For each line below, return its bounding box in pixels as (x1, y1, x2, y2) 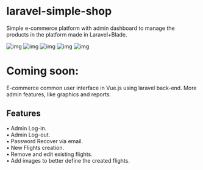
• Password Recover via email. (6, 137, 84, 144)
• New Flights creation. (6, 144, 65, 151)
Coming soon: (6, 64, 79, 78)
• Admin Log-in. (6, 124, 47, 132)
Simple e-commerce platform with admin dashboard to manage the (6, 24, 175, 32)
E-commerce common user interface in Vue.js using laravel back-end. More (6, 84, 197, 91)
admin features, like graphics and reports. (6, 90, 112, 98)
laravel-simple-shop (6, 4, 112, 18)
